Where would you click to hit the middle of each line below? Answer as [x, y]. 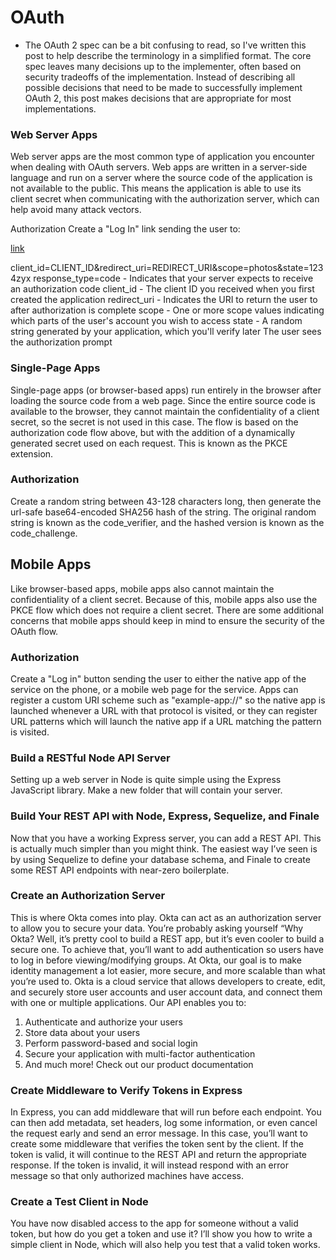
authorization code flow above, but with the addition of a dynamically [153, 432]
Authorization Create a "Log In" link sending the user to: [125, 229]
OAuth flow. [34, 631]
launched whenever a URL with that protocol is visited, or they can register [164, 710]
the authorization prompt [61, 342]
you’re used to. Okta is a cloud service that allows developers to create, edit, [168, 981]
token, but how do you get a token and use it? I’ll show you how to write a [161, 1234]
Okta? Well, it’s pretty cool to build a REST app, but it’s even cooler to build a [167, 938]
